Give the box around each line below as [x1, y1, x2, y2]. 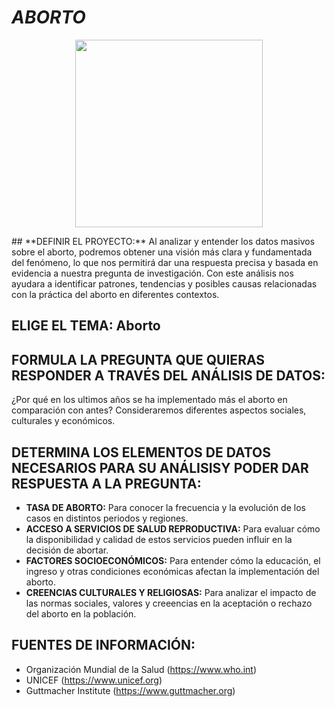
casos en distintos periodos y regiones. [25, 512, 189, 524]
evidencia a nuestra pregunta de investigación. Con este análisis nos [11, 267, 294, 279]
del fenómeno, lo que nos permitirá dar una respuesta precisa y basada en [11, 256, 319, 268]
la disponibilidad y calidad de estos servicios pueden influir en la [25, 533, 293, 545]
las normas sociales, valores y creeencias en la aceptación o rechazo [25, 597, 313, 609]
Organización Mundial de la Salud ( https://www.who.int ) [25, 663, 257, 675]
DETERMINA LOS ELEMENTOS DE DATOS [11, 444, 272, 461]
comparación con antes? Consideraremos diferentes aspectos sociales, [11, 404, 307, 416]
